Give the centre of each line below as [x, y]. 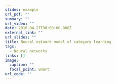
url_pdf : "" [17, 14]
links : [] [15, 56]
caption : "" [22, 65]
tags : [11, 46]
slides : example [22, 10]
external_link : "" [24, 33]
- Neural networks [29, 51]
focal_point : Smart [30, 70]
